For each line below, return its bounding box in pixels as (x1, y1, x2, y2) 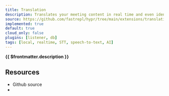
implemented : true (5, 21, 44, 26)
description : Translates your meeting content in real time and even (5, 12, 154, 17)
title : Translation (5, 7, 46, 12)
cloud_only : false (5, 30, 44, 35)
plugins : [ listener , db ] (5, 35, 57, 40)
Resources (5, 68, 40, 76)
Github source (12, 81, 42, 87)
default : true (5, 26, 35, 31)
